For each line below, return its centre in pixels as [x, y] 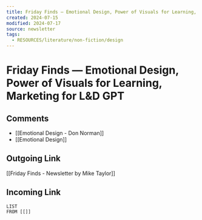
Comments [28, 118]
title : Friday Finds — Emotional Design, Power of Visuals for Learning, [102, 12]
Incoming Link [34, 192]
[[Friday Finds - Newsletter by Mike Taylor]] [61, 173]
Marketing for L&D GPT [66, 96]
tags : [13, 35]
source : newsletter [31, 29]
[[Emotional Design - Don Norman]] [59, 133]
